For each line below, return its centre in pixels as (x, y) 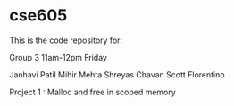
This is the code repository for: (66, 40)
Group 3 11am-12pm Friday (58, 57)
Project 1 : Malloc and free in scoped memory (92, 92)
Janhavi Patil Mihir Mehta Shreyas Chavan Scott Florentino (117, 74)
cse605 (38, 16)
